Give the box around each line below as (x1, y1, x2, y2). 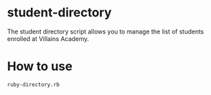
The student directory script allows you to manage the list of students (7, 27, 204, 36)
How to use (7, 59, 73, 74)
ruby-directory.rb (7, 81, 60, 88)
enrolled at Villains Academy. (7, 34, 89, 42)
